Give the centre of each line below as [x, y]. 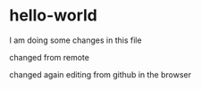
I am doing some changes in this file [75, 40]
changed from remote [49, 57]
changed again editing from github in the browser [100, 74]
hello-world [54, 16]
